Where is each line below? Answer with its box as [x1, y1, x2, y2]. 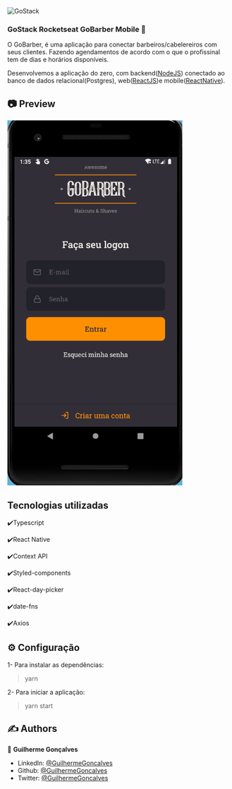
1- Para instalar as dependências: [7, 660, 104, 669]
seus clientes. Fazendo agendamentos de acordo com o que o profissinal [7, 48, 221, 56]
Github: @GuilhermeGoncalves [17, 766, 108, 774]
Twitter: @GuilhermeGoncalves [17, 774, 109, 782]
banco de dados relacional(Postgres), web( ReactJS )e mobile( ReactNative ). [7, 77, 226, 85]
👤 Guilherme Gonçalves [7, 745, 78, 753]
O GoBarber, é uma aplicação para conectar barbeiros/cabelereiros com [7, 40, 217, 49]
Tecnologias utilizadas [7, 499, 109, 511]
